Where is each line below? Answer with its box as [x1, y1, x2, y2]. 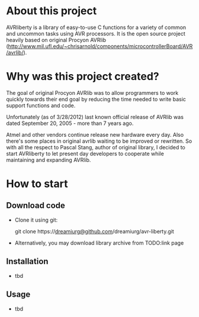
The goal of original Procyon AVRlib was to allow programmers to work [6, 89, 179, 96]
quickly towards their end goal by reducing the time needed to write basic [6, 95, 187, 103]
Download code [6, 200, 65, 211]
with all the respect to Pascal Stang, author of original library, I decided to [6, 143, 185, 151]
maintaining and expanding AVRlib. [6, 156, 91, 164]
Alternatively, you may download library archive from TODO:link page [14, 239, 184, 246]
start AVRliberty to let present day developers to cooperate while [6, 150, 164, 157]
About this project [6, 4, 97, 18]
